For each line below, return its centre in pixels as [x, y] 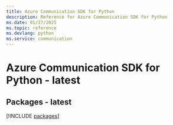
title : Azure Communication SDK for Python [61, 11]
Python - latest [43, 80]
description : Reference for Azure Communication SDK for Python [87, 17]
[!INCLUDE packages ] [33, 116]
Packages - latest [39, 102]
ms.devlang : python [30, 33]
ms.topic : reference [32, 28]
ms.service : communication [39, 39]
